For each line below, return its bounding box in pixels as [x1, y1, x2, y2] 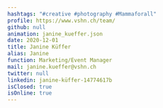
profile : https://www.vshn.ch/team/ [7, 17, 116, 24]
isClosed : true [7, 83, 52, 90]
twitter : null [7, 70, 50, 77]
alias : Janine [7, 50, 50, 58]
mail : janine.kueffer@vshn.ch [7, 63, 97, 70]
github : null [7, 23, 46, 31]
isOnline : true [7, 90, 52, 97]
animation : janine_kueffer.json [7, 30, 103, 38]
